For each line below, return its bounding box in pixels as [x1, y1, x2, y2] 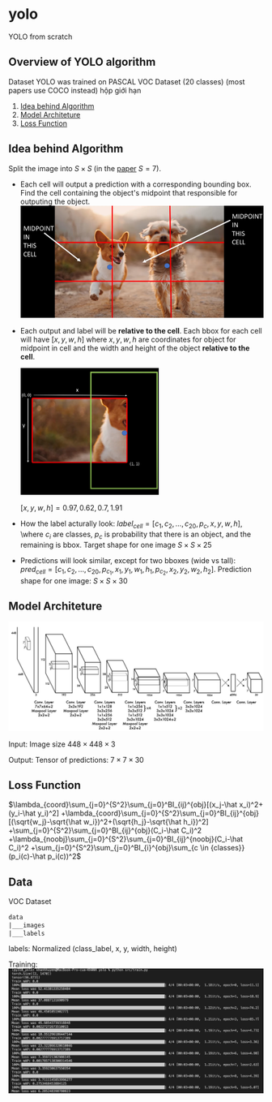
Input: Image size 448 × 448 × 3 [8, 739, 116, 749]
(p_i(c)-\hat [8, 851, 46, 861]
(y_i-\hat [8, 808, 36, 818]
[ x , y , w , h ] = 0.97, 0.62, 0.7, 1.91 [19, 502, 123, 512]
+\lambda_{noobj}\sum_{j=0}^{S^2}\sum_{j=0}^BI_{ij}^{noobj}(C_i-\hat [8, 834, 244, 844]
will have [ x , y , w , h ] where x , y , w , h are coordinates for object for [19, 334, 236, 344]
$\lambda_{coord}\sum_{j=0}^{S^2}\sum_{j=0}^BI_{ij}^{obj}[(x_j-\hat [8, 800, 237, 810]
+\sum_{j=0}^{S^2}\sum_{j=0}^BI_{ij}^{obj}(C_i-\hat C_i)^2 [8, 825, 202, 836]
